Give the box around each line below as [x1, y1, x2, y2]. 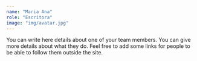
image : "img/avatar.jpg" [6, 20, 69, 26]
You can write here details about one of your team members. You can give [6, 36, 192, 44]
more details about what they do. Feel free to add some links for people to [6, 42, 190, 50]
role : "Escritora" [6, 14, 53, 20]
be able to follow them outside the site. [6, 49, 103, 56]
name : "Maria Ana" [6, 8, 53, 15]
